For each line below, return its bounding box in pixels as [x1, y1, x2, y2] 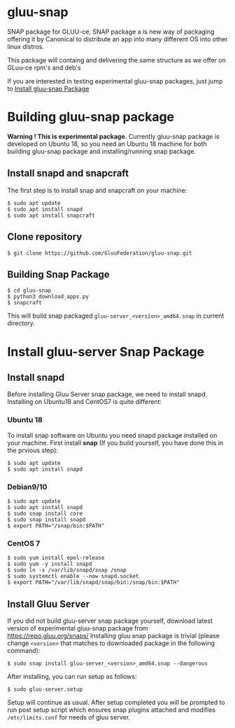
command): [7, 647, 41, 655]
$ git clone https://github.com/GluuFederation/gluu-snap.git [7, 250, 192, 257]
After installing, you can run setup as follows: [7, 673, 137, 681]
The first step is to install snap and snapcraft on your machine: [7, 186, 187, 194]
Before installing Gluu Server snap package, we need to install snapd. [7, 390, 208, 398]
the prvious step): [7, 446, 58, 454]
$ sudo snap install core [7, 510, 83, 517]
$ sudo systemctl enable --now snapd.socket [7, 573, 139, 580]
